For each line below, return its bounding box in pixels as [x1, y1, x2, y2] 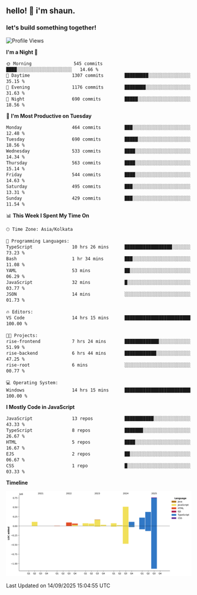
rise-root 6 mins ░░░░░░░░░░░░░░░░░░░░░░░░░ [6, 362, 191, 368]
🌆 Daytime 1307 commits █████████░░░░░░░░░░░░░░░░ [6, 72, 191, 79]
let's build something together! [6, 24, 97, 32]
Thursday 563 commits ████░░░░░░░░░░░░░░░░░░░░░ [6, 160, 191, 166]
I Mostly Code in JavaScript [6, 403, 75, 410]
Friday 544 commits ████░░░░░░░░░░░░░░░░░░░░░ [6, 172, 191, 178]
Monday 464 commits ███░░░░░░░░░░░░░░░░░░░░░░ [6, 125, 191, 130]
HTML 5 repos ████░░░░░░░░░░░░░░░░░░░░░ [6, 439, 191, 445]
